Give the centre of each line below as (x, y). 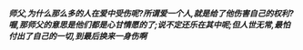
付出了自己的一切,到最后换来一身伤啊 (78, 36)
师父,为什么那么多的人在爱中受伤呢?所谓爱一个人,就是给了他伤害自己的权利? (151, 13)
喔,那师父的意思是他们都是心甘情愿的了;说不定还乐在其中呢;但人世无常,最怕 (149, 25)
